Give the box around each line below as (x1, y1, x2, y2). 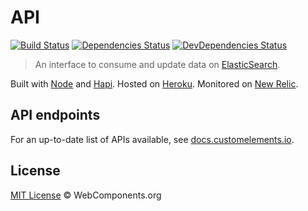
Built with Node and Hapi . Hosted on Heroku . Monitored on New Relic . (10, 77, 299, 90)
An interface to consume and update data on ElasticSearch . (34, 58, 281, 70)
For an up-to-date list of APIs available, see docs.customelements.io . (10, 133, 295, 145)
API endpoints (10, 107, 101, 124)
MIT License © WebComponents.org (10, 189, 162, 201)
